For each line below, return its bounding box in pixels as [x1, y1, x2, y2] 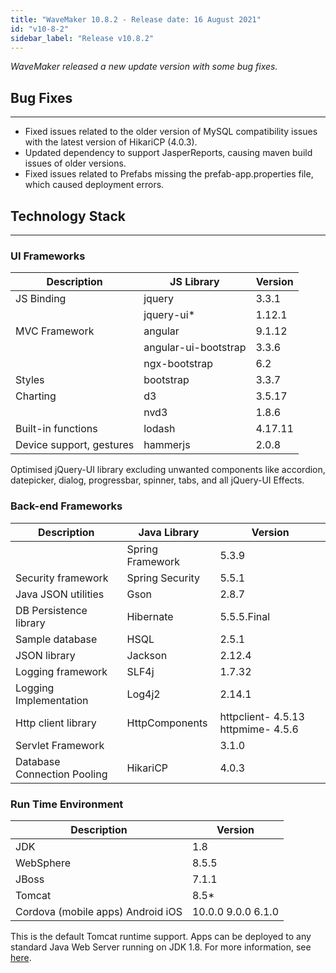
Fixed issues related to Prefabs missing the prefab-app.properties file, [24, 168, 314, 180]
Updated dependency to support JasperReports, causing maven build [24, 147, 313, 159]
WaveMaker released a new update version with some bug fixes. [10, 61, 278, 73]
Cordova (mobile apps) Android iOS [15, 904, 183, 918]
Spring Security [126, 571, 201, 585]
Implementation [15, 693, 89, 707]
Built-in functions [15, 422, 98, 436]
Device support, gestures [15, 438, 135, 452]
